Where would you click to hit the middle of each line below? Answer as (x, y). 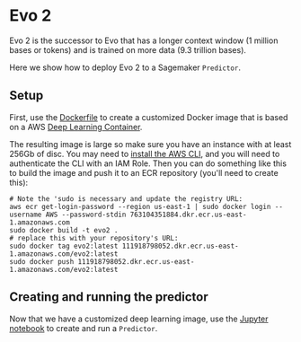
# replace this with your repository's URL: (94, 238)
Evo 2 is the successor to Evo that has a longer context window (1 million (144, 40)
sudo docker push (42, 261)
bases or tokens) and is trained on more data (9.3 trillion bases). (128, 49)
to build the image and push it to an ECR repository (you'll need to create (144, 172)
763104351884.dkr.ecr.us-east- (188, 215)
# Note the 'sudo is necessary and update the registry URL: (126, 198)
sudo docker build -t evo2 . (64, 230)
